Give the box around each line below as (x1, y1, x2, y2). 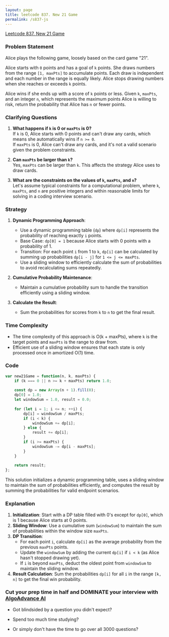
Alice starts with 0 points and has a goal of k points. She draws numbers (5, 64, 155, 71)
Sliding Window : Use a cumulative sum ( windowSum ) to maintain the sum (12, 522, 162, 528)
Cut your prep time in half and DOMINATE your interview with (5, 588, 158, 596)
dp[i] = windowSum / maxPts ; (23, 411, 85, 416)
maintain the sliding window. (20, 565, 79, 571)
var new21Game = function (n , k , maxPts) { (5, 374, 96, 379)
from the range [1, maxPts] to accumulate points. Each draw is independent (5, 70, 164, 76)
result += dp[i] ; (32, 430, 69, 435)
